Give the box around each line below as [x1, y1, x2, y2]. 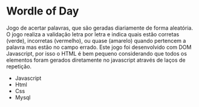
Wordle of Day [6, 4, 79, 18]
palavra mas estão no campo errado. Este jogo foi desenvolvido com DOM [6, 44, 192, 51]
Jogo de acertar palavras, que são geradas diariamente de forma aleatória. [6, 24, 194, 31]
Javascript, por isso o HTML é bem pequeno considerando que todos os [6, 50, 188, 57]
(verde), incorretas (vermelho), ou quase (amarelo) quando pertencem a [6, 37, 186, 44]
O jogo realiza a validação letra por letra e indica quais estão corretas [6, 30, 180, 37]
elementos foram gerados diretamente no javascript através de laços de [6, 56, 186, 63]
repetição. [6, 62, 32, 70]
